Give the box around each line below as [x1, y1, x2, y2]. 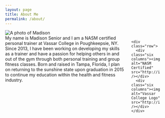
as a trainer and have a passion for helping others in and [5, 51, 120, 57]
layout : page [5, 7, 32, 12]
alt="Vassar [131, 91, 156, 96]
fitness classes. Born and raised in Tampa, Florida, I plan [5, 61, 120, 67]
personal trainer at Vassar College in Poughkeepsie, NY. [5, 40, 119, 46]
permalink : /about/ [5, 16, 45, 21]
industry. [5, 77, 23, 83]
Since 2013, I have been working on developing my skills [5, 45, 120, 52]
